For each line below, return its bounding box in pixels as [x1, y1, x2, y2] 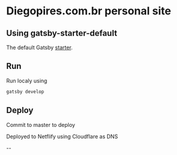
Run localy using [6, 77, 48, 84]
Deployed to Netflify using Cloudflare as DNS [6, 133, 119, 140]
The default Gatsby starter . [6, 44, 73, 51]
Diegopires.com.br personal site [6, 4, 172, 18]
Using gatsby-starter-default [6, 28, 117, 38]
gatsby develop [6, 89, 45, 95]
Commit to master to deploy [6, 121, 75, 128]
